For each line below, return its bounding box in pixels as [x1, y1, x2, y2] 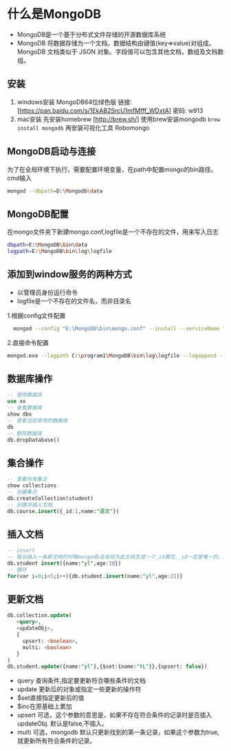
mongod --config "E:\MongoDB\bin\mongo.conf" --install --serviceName [13, 325, 220, 332]
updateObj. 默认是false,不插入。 [16, 719, 109, 728]
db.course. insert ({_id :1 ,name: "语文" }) [7, 508, 120, 514]
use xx [7, 398, 26, 405]
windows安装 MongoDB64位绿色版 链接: [16, 98, 132, 106]
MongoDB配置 [7, 208, 69, 220]
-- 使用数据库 [7, 391, 43, 399]
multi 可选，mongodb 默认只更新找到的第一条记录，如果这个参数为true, [16, 728, 220, 737]
